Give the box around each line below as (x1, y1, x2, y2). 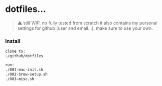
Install (5, 37, 21, 44)
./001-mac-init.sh (5, 67, 43, 72)
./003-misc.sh (5, 76, 35, 82)
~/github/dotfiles (5, 54, 43, 59)
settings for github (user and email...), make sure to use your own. (17, 25, 153, 31)
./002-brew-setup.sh (5, 72, 48, 77)
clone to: (5, 49, 26, 54)
